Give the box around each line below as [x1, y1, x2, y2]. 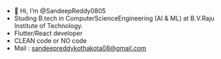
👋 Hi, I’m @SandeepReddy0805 [13, 7, 106, 15]
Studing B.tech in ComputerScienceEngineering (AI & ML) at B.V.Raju [13, 14, 215, 22]
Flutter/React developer [13, 29, 83, 37]
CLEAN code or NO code [13, 37, 87, 45]
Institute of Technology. [13, 22, 83, 29]
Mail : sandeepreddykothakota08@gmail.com [13, 44, 147, 52]
